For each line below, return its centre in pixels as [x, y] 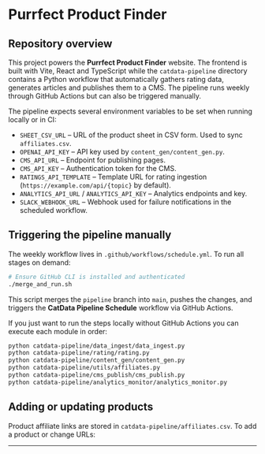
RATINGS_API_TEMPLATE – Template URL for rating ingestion [113, 177]
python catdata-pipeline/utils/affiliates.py [84, 368]
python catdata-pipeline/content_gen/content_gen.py [97, 360]
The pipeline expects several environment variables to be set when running [130, 111]
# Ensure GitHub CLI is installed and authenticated [97, 277]
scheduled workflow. [54, 210]
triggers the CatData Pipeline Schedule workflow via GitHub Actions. [121, 307]
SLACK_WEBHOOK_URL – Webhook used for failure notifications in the [125, 202]
